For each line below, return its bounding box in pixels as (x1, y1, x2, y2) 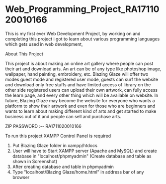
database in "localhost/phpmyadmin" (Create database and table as (12, 153, 152, 159)
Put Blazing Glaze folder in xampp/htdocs (12, 142, 98, 148)
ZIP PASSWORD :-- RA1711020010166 (5, 123, 82, 129)
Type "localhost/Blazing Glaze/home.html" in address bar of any (12, 169, 144, 175)
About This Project (5, 51, 43, 57)
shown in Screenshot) (12, 158, 58, 164)
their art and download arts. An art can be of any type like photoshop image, (5, 66, 162, 72)
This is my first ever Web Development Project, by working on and (5, 30, 141, 36)
